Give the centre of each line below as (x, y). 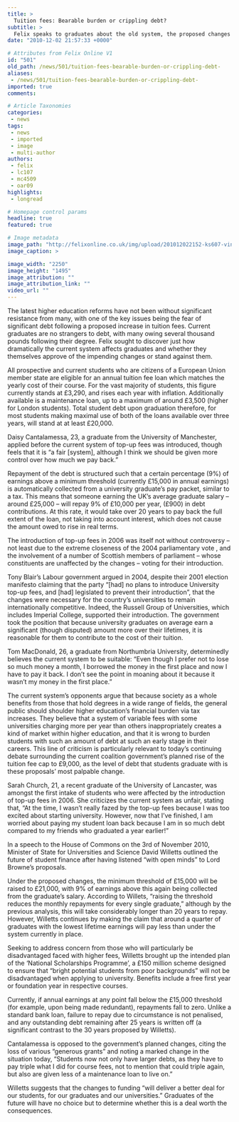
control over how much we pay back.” (63, 460)
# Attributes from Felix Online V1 (60, 53)
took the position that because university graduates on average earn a (110, 622)
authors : (20, 159)
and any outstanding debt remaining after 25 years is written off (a (105, 1022)
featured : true (30, 225)
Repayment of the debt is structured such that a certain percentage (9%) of (118, 474)
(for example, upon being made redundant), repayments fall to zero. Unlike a (119, 1007)
